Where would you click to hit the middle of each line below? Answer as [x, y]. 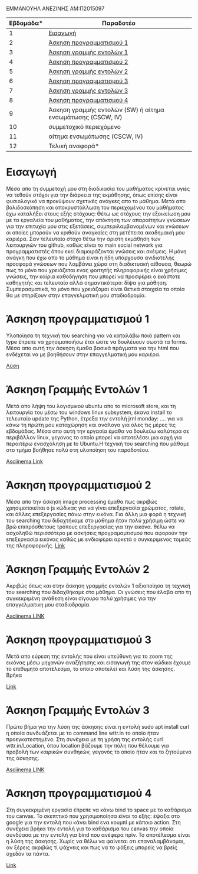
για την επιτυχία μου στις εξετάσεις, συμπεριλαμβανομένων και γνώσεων [98, 226]
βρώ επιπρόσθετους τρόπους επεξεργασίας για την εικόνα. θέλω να [90, 526]
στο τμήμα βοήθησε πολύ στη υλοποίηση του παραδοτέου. [78, 450]
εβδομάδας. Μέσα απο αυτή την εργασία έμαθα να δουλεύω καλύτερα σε [98, 431]
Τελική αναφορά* [74, 146]
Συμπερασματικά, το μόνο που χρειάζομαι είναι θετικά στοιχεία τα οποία [95, 289]
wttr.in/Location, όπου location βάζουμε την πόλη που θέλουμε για [88, 745]
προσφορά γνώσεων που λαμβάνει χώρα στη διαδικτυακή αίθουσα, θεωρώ [99, 264]
